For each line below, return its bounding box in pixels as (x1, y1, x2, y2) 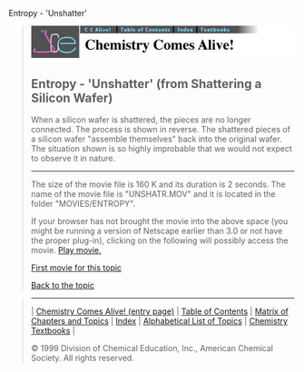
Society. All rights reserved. (30, 353, 135, 364)
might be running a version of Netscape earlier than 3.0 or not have (30, 226, 283, 237)
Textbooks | (30, 326, 76, 337)
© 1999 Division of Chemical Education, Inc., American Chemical (30, 343, 274, 354)
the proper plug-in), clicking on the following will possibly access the (30, 235, 289, 246)
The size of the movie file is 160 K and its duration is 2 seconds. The (30, 179, 287, 190)
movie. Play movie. (30, 245, 102, 256)
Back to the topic (30, 280, 94, 291)
